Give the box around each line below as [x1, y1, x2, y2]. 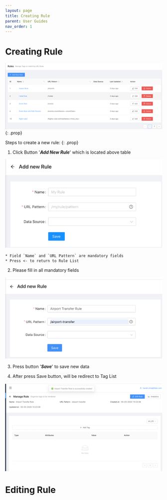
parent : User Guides [5, 19, 48, 24]
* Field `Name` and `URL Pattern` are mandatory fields [5, 253, 124, 258]
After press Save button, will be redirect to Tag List [12, 373, 117, 379]
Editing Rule [5, 484, 56, 495]
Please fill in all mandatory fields [12, 267, 79, 273]
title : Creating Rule [5, 13, 50, 19]
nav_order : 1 [5, 24, 32, 29]
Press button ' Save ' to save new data [12, 363, 90, 369]
